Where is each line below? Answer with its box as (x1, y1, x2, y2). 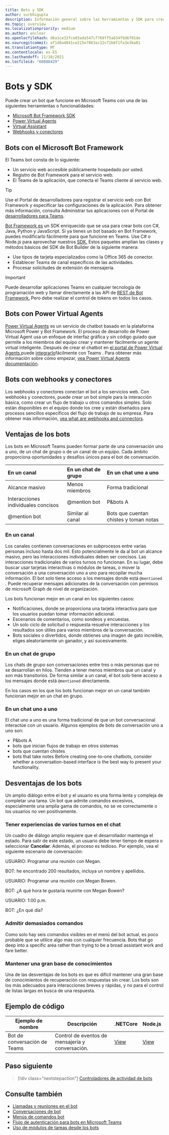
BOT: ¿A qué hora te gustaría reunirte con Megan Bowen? (5, 888, 125, 894)
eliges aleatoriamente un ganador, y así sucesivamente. (12, 637, 128, 644)
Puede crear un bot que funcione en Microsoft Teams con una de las (5, 97, 148, 104)
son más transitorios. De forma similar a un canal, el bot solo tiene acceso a (5, 673, 162, 679)
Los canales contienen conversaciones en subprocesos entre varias (5, 543, 147, 549)
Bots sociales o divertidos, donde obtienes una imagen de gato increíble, (12, 632, 163, 638)
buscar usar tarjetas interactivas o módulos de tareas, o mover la (5, 564, 140, 571)
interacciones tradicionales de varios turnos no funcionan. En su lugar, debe (5, 559, 163, 565)
